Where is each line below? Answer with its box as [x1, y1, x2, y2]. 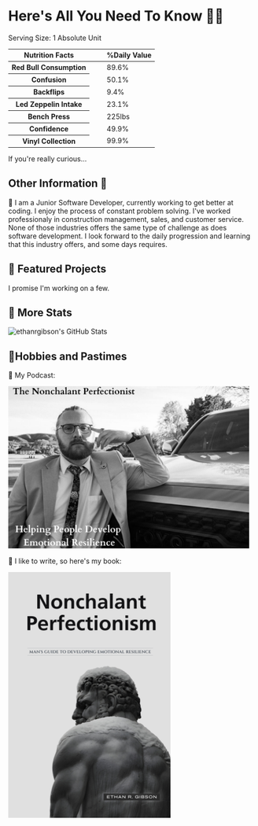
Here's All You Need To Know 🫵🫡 [8, 7, 224, 25]
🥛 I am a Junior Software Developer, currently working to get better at [8, 197, 234, 207]
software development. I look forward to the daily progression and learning [8, 231, 251, 241]
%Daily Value [106, 50, 152, 60]
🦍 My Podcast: [8, 371, 56, 380]
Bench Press [27, 112, 71, 121]
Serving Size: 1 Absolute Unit [8, 33, 102, 42]
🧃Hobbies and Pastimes [8, 349, 127, 363]
